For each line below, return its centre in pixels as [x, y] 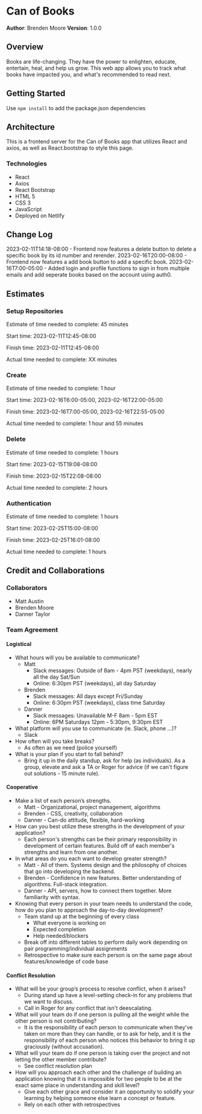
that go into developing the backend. [70, 872]
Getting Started [36, 94]
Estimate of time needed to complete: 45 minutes [67, 325]
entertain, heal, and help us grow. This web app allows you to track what [96, 68]
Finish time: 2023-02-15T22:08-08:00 [54, 476]
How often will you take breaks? [55, 741]
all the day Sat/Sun [56, 677]
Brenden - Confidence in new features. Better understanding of [103, 878]
